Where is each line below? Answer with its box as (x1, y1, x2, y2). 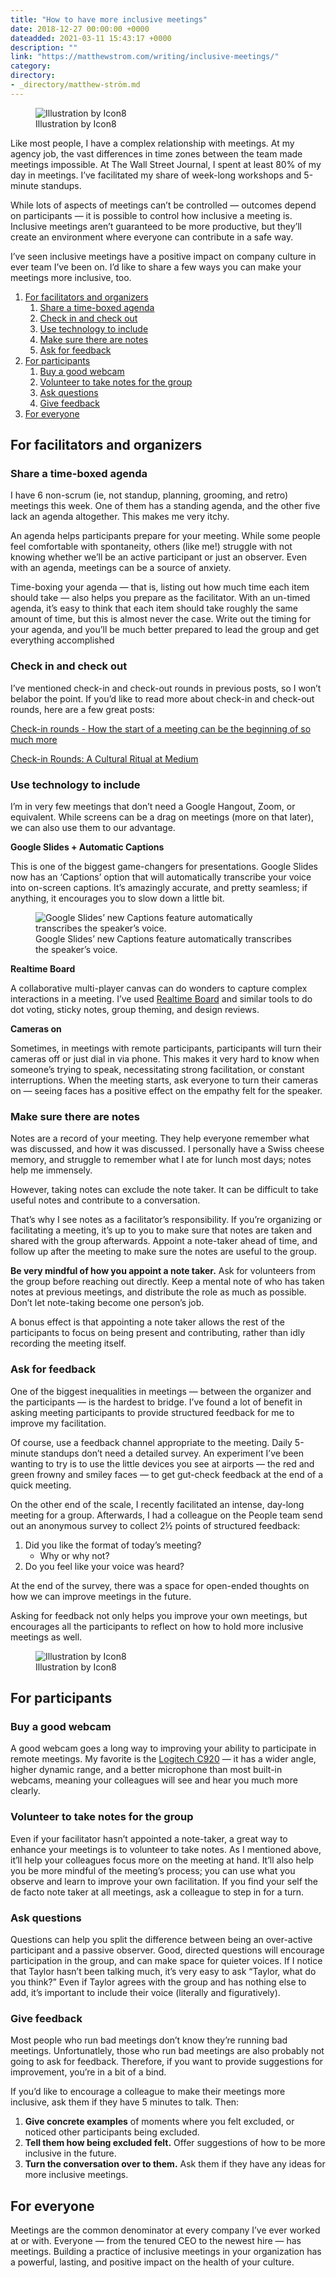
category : (10, 61, 52, 71)
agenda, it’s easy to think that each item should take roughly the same (10, 602, 298, 615)
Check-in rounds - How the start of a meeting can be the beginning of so (10, 722, 312, 735)
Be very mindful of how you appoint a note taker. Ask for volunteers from (10, 1265, 316, 1277)
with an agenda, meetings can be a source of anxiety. (10, 562, 232, 574)
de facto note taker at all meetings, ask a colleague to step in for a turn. (10, 1886, 305, 1898)
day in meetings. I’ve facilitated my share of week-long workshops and (10, 169, 302, 181)
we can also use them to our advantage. (10, 822, 176, 834)
